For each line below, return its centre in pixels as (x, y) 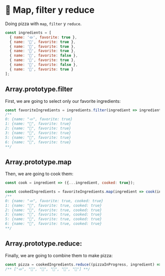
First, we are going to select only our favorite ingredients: (63, 101)
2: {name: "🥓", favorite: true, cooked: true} (54, 210)
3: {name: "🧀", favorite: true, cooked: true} (54, 215)
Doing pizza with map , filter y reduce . (43, 24)
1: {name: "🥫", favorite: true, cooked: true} (54, 205)
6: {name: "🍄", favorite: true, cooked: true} (54, 224)
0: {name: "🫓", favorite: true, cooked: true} (54, 201)
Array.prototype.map (38, 162)
